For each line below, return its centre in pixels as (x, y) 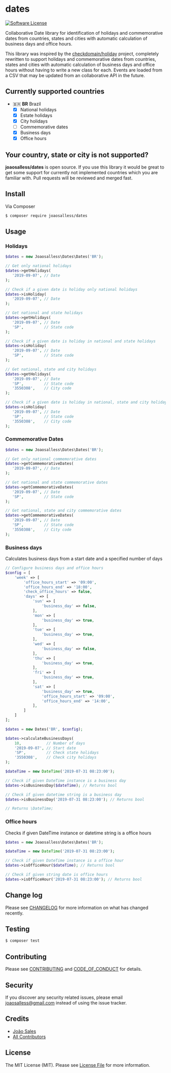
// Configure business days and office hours (54, 568)
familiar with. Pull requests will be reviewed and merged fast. (69, 178)
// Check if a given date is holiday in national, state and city (77, 402)
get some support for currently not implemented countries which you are (82, 172)
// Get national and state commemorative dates (57, 483)
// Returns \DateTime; (29, 809)
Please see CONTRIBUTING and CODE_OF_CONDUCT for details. (74, 969)
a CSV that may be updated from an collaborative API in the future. (75, 75)
